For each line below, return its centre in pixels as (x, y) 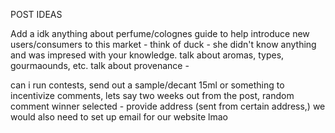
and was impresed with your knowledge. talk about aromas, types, (147, 55)
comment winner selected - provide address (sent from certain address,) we (168, 106)
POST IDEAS (36, 14)
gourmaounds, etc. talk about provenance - (100, 65)
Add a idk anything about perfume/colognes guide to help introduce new (160, 33)
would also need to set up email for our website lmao (119, 117)
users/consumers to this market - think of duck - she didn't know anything (163, 44)
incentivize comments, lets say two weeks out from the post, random (152, 95)
